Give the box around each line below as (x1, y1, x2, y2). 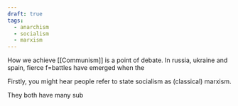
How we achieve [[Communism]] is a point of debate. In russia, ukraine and (7, 56, 228, 64)
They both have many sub (7, 91, 84, 100)
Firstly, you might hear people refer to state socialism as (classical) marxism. (7, 77, 232, 86)
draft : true (7, 10, 43, 18)
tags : (7, 17, 23, 24)
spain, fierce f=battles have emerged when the (7, 64, 145, 72)
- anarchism (13, 23, 50, 30)
